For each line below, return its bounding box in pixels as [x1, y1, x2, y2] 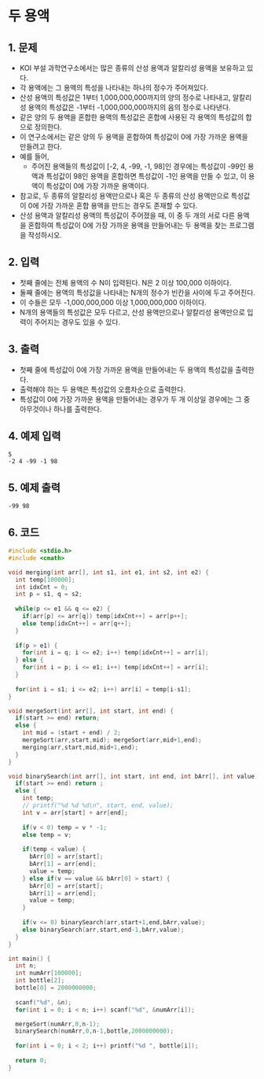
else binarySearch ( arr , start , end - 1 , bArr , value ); [22, 926, 185, 934]
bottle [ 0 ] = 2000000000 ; [15, 984, 97, 992]
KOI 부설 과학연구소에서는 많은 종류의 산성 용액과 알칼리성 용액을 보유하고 [19, 64, 245, 72]
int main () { [8, 955, 51, 963]
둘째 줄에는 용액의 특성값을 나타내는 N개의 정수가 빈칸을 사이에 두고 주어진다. [19, 288, 255, 297]
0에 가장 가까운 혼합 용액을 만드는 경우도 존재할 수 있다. [27, 201, 198, 210]
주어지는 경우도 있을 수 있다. [34, 317, 120, 326]
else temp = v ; [22, 830, 72, 838]
